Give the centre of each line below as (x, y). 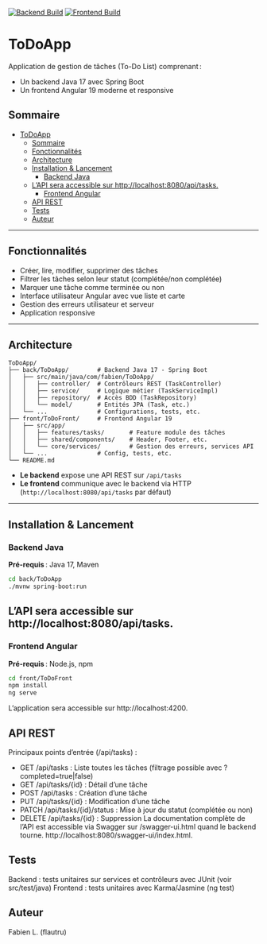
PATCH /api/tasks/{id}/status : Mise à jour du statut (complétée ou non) (136, 810)
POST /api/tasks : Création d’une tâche (83, 793)
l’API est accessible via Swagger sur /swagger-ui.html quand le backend (138, 826)
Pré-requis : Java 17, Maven (54, 565)
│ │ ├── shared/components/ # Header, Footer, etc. (108, 440)
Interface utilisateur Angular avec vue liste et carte (102, 296)
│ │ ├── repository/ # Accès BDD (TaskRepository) (103, 398)
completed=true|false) (56, 776)
